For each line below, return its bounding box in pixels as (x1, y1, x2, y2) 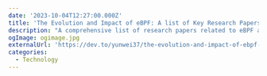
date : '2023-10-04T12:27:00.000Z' (8, 11, 123, 20)
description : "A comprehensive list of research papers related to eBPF (8, 26, 254, 34)
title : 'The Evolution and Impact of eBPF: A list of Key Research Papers (8, 19, 261, 27)
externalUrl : (8, 41, 52, 49)
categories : (8, 48, 48, 56)
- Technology (15, 56, 59, 64)
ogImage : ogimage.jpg (8, 33, 80, 42)
